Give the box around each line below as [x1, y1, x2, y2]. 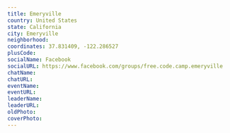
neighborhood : [7, 37, 50, 44]
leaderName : [7, 96, 42, 103]
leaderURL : [7, 102, 40, 109]
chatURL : [7, 75, 33, 83]
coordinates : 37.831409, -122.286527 [7, 43, 119, 50]
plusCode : [7, 50, 37, 57]
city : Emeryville [7, 30, 59, 37]
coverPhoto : [7, 115, 42, 122]
